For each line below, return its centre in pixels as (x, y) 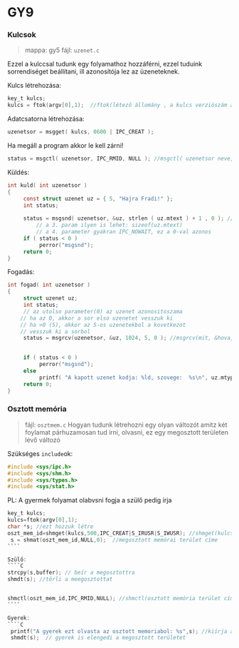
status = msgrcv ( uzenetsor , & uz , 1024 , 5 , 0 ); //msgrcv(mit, (117, 338)
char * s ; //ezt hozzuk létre (51, 527)
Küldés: (18, 172)
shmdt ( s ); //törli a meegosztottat (60, 579)
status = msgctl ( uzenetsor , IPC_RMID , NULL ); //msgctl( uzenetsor (111, 159)
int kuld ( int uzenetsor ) (47, 185)
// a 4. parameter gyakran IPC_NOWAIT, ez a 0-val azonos (124, 232)
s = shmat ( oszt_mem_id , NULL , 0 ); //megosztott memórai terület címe (114, 540)
